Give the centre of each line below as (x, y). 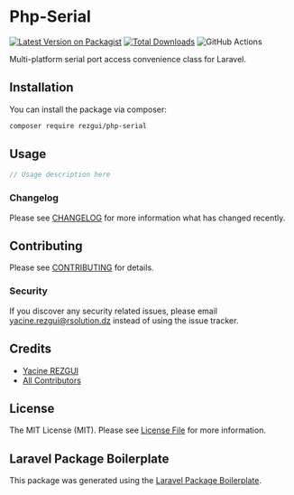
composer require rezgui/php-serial (78, 126)
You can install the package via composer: (88, 109)
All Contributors (51, 380)
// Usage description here (60, 175)
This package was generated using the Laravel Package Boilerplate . (136, 481)
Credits (31, 349)
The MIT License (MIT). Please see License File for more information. (138, 430)
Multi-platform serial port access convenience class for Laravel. (128, 59)
